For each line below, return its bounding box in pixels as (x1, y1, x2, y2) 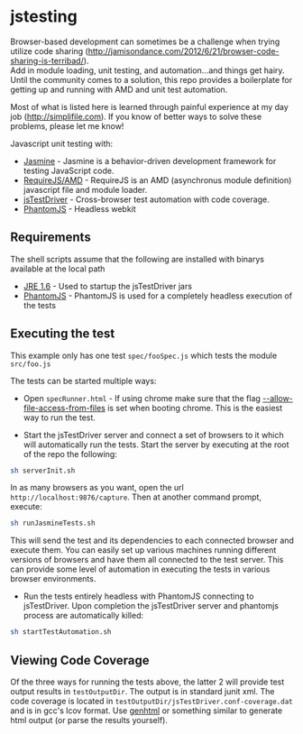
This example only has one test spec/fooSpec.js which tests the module (10, 350, 278, 361)
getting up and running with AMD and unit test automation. (10, 84, 228, 95)
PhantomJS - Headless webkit (23, 203, 136, 214)
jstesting (10, 6, 78, 27)
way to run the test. (23, 412, 96, 423)
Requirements (10, 230, 91, 245)
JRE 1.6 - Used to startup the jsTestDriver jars (23, 280, 193, 291)
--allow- (262, 392, 294, 403)
